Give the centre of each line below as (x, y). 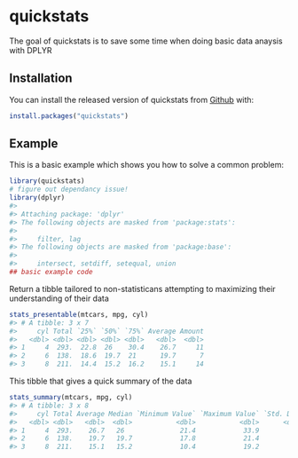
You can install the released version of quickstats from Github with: (132, 99)
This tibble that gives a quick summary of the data (101, 381)
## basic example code (51, 272)
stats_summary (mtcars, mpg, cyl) (71, 398)
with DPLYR (31, 50)
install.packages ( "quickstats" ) (69, 116)
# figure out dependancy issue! (69, 190)
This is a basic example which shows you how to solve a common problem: (146, 165)
